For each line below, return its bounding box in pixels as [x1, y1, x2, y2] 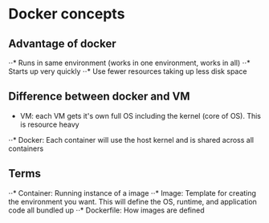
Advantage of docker [8, 37, 116, 51]
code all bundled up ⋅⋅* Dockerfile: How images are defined [8, 205, 205, 215]
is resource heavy [19, 120, 79, 129]
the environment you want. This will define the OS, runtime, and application [8, 197, 257, 206]
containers [8, 144, 44, 153]
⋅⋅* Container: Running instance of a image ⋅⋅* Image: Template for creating [8, 188, 257, 197]
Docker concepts [8, 5, 125, 23]
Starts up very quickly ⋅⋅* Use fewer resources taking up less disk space [8, 67, 247, 76]
